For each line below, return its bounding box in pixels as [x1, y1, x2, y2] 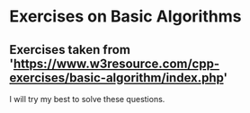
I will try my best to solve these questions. [9, 94, 165, 104]
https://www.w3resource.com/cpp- [13, 56, 220, 71]
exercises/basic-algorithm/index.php [9, 70, 224, 85]
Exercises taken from [9, 42, 130, 57]
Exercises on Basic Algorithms [9, 6, 242, 27]
